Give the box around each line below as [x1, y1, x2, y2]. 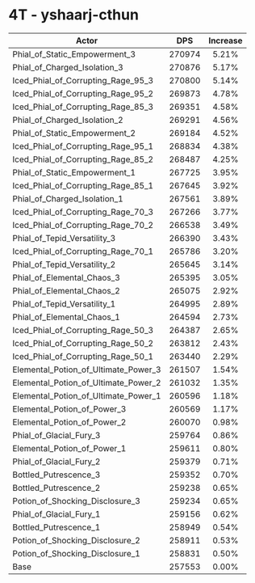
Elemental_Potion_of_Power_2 [12, 416, 127, 428]
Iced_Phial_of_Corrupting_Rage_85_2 [12, 154, 154, 165]
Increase [208, 35, 244, 46]
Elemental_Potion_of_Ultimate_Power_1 [12, 390, 161, 401]
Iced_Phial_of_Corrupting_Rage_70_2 [12, 219, 154, 230]
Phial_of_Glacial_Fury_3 [12, 429, 101, 441]
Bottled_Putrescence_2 [12, 482, 101, 493]
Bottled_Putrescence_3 [12, 469, 101, 480]
